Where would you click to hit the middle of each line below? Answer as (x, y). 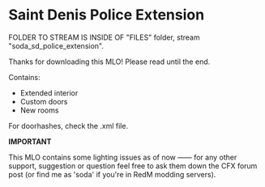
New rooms (39, 110)
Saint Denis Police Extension (107, 15)
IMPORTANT (30, 141)
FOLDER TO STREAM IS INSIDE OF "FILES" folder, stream (104, 37)
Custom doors (44, 101)
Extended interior (49, 93)
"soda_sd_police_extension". (56, 45)
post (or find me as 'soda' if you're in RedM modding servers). (112, 174)
